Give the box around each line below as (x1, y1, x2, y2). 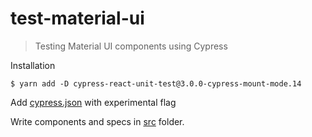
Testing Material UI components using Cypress (34, 40, 228, 52)
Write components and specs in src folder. (10, 115, 185, 127)
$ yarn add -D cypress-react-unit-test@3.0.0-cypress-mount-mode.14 (10, 78, 302, 89)
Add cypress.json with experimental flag (10, 96, 177, 108)
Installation (10, 59, 56, 71)
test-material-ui (10, 7, 145, 30)
